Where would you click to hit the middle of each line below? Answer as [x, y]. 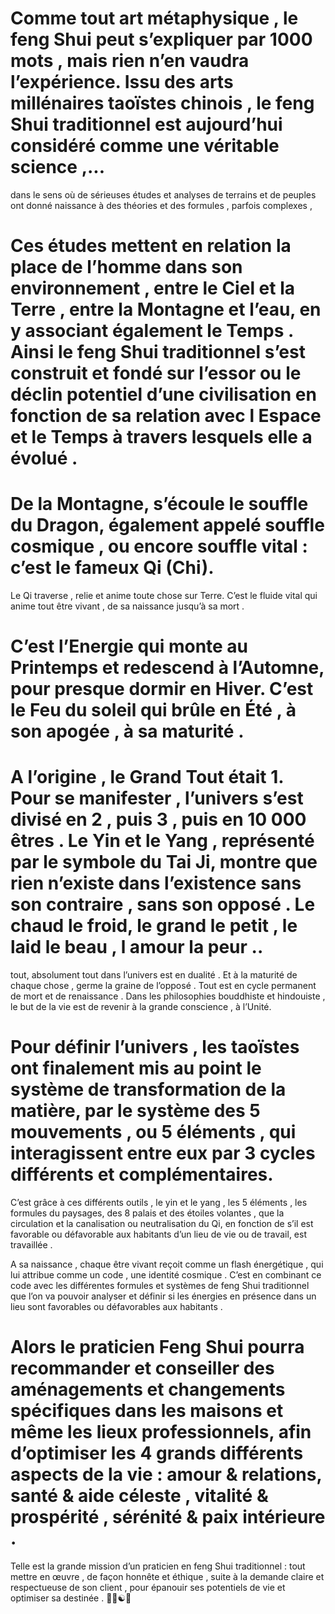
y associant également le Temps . [152, 331]
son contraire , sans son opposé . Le [163, 904]
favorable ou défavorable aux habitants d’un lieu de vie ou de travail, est [159, 1234]
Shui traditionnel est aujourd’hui [146, 124]
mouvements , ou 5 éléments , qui [153, 1132]
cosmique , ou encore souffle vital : [159, 546]
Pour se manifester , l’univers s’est [157, 798]
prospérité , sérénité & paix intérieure [168, 1517]
